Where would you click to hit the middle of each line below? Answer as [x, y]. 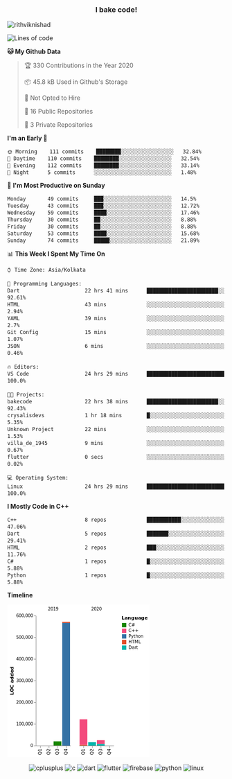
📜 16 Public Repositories [59, 112]
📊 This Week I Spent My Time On [56, 254]
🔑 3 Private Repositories [59, 125]
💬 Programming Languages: [44, 284]
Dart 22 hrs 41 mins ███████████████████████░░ [116, 291]
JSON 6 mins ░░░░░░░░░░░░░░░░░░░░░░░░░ [116, 347]
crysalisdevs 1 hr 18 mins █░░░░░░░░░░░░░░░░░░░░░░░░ [116, 416]
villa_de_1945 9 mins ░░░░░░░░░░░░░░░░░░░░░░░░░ [116, 444]
